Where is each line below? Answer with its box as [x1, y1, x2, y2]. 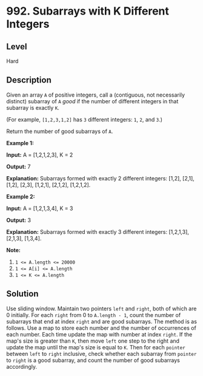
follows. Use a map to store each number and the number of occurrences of [6, 324, 197, 332]
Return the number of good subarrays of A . [6, 128, 113, 135]
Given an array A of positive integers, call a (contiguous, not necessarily [6, 91, 185, 98]
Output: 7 [6, 163, 31, 170]
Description [6, 75, 52, 86]
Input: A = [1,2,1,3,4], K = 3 [6, 205, 73, 212]
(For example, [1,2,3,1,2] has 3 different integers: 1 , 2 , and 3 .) [6, 115, 162, 123]
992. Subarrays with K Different [6, 4, 170, 18]
